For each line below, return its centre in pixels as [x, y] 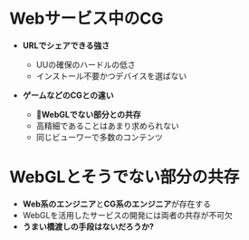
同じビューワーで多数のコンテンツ [99, 137]
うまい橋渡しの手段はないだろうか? [88, 226]
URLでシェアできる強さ [66, 45]
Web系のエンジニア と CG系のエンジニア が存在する [116, 204]
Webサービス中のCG [86, 19]
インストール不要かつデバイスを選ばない [111, 76]
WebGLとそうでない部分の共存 [124, 177]
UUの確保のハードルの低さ [86, 64]
